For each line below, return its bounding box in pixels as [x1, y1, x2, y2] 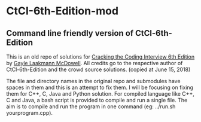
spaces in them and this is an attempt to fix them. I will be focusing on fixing [6, 84, 193, 91]
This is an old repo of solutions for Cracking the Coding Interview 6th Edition [6, 53, 195, 60]
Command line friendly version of [6, 28, 134, 38]
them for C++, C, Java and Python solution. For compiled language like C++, [6, 90, 194, 97]
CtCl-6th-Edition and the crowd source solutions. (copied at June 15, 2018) [6, 66, 191, 73]
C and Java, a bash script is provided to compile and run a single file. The [6, 97, 188, 103]
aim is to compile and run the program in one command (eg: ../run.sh [6, 103, 176, 110]
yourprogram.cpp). [6, 109, 53, 116]
